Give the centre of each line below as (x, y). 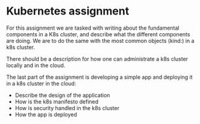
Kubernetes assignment (68, 11)
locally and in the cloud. (36, 65)
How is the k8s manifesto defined (57, 102)
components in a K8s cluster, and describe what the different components (98, 34)
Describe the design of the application (62, 95)
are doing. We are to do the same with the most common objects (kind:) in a (100, 41)
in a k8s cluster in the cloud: (41, 83)
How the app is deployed (46, 114)
